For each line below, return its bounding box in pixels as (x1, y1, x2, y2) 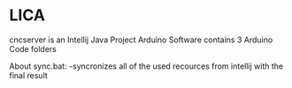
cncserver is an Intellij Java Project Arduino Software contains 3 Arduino (9, 34, 273, 45)
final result (9, 70, 49, 80)
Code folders (9, 43, 58, 54)
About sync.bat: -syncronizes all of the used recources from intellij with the (9, 61, 284, 71)
